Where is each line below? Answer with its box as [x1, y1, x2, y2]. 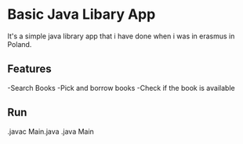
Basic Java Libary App [7, 5, 156, 23]
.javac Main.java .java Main [7, 127, 95, 136]
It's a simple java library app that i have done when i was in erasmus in [7, 31, 235, 41]
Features [7, 63, 52, 76]
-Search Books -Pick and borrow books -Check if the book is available [7, 83, 236, 92]
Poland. [7, 39, 32, 49]
